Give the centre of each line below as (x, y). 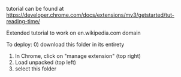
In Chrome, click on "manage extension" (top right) (78, 56)
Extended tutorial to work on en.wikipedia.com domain (73, 33)
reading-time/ (23, 21)
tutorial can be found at (35, 9)
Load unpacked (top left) (46, 62)
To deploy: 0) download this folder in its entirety (65, 44)
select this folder (36, 69)
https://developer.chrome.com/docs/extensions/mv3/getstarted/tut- (90, 15)
